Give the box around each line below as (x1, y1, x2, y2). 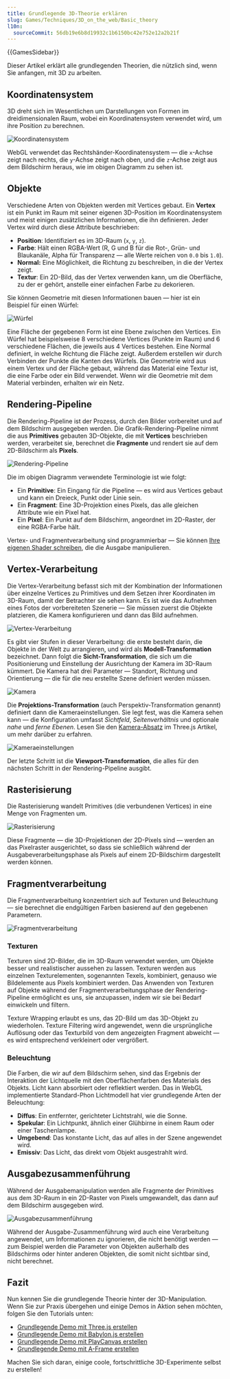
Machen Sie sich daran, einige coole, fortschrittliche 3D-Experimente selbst (7, 1358, 222, 1367)
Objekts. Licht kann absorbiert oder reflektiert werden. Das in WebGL (7, 1083, 203, 1091)
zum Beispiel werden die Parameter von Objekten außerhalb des (7, 1242, 189, 1250)
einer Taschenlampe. (16, 1126, 77, 1134)
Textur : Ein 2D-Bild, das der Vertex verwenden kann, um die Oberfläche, (16, 272, 223, 281)
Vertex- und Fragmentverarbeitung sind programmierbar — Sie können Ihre (7, 536, 220, 544)
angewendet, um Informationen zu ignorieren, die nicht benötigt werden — (7, 1234, 218, 1243)
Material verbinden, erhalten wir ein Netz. (7, 378, 125, 387)
